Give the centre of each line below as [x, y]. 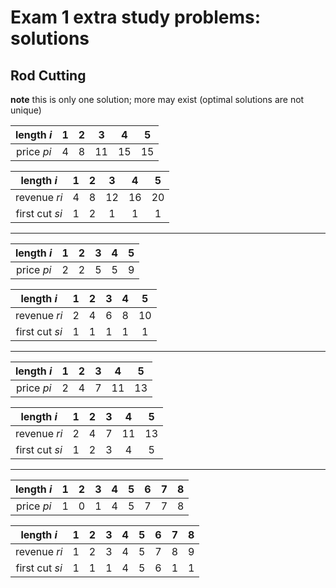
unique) [26, 110]
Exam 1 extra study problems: [136, 17]
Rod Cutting [48, 75]
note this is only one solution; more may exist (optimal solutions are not [157, 99]
